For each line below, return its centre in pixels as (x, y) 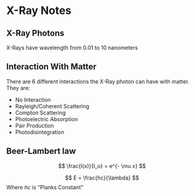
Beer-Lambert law (41, 151)
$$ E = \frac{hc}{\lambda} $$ (102, 178)
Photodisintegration (40, 132)
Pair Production (35, 125)
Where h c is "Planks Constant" (45, 187)
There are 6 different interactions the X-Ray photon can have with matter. (98, 81)
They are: (18, 88)
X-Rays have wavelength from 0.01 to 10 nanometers (72, 47)
